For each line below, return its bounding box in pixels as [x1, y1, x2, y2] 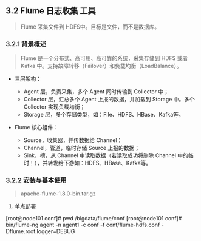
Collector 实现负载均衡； [23, 103, 86, 110]
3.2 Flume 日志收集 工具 [5, 5, 97, 16]
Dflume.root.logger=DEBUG [5, 228, 75, 235]
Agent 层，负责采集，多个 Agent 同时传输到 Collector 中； [23, 88, 169, 95]
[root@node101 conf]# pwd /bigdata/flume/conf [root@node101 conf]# [5, 215, 182, 222]
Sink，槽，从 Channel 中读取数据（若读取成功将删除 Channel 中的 [23, 152, 189, 159]
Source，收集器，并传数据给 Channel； [23, 137, 123, 144]
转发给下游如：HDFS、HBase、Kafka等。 [47, 160, 152, 167]
